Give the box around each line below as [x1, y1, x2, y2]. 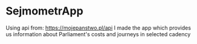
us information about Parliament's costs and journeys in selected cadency [5, 30, 191, 37]
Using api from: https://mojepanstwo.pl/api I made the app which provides [5, 24, 192, 31]
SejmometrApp [5, 4, 84, 18]
